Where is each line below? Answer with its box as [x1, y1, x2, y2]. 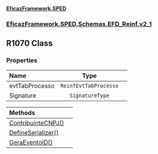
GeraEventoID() [9, 138, 53, 147]
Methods [9, 108, 36, 117]
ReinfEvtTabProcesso [60, 83, 119, 89]
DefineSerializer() [9, 129, 59, 137]
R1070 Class [6, 38, 53, 48]
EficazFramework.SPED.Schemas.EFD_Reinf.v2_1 [6, 20, 152, 28]
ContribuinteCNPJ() [9, 119, 64, 127]
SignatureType [69, 92, 110, 99]
